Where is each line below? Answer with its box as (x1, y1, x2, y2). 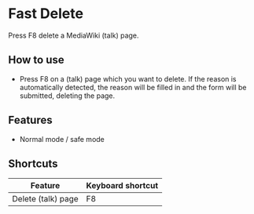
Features (8, 114, 53, 127)
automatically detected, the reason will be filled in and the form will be (19, 82, 247, 92)
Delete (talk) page (12, 194, 79, 205)
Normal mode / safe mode (19, 134, 105, 143)
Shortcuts (8, 157, 58, 170)
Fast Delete (8, 5, 84, 23)
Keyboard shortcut (86, 180, 159, 191)
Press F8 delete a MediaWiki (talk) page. (8, 31, 139, 40)
